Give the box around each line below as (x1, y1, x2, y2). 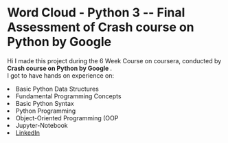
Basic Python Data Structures (16, 85, 100, 93)
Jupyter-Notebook (16, 121, 68, 129)
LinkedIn (16, 129, 40, 137)
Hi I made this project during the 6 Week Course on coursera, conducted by (7, 56, 222, 65)
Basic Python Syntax (16, 99, 74, 107)
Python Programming (16, 107, 76, 115)
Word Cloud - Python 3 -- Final (7, 5, 185, 21)
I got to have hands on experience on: (7, 71, 115, 80)
